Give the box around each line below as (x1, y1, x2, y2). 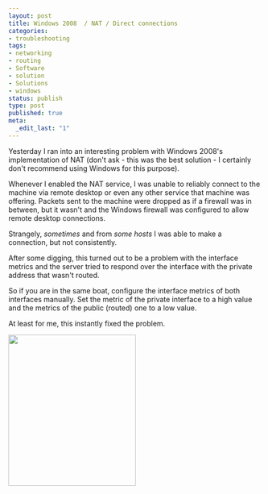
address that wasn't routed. (8, 270, 100, 280)
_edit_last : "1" (15, 124, 70, 132)
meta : (8, 117, 27, 125)
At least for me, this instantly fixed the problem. (8, 318, 166, 328)
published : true (8, 110, 63, 118)
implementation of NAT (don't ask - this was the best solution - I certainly (8, 155, 252, 164)
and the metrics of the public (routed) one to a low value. (8, 303, 197, 313)
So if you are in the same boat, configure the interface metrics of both (8, 285, 241, 295)
